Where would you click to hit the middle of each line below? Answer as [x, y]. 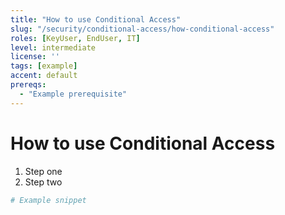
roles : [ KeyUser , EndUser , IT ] [75, 38]
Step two [43, 182]
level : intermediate [53, 47]
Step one [43, 171]
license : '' [35, 57]
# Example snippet [48, 200]
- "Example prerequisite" [73, 94]
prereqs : [28, 85]
